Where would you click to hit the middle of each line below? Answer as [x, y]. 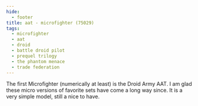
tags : [13, 28]
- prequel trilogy [34, 56]
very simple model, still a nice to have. [53, 96]
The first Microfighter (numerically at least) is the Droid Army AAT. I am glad [99, 84]
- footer [22, 17]
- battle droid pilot [38, 51]
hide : [13, 12]
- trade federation [36, 67]
